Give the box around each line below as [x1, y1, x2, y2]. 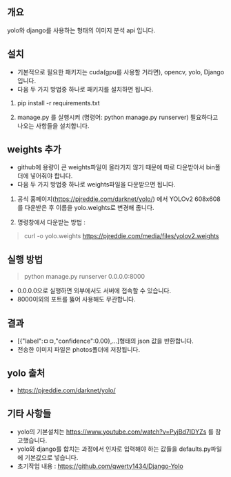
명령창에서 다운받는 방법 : [17, 218, 86, 226]
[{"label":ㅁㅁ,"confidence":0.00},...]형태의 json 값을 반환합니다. [17, 337, 194, 346]
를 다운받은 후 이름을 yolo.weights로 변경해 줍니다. [17, 204, 154, 212]
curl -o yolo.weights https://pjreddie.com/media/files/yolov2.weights [23, 232, 219, 240]
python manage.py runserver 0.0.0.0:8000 [23, 273, 145, 281]
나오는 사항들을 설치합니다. [17, 121, 90, 129]
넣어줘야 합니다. [30, 171, 73, 180]
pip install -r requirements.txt [17, 98, 100, 107]
